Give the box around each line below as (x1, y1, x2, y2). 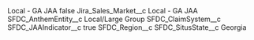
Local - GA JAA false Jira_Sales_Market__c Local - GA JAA (7, 6, 198, 15)
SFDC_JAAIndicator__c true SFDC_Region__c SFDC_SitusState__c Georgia (7, 23, 247, 32)
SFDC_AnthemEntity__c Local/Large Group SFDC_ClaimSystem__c (7, 14, 222, 24)
